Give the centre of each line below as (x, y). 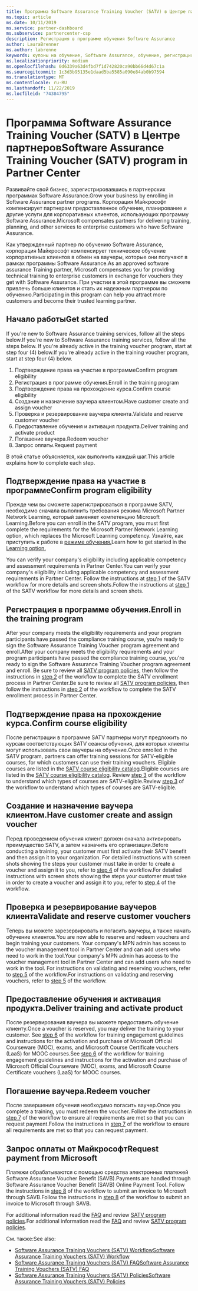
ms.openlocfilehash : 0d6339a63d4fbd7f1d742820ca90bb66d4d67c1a (85, 66)
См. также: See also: (31, 1239)
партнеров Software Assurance (85, 148)
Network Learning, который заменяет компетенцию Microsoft (83, 517)
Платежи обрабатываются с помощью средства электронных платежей (97, 1172)
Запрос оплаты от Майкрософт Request (82, 1149)
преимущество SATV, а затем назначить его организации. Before (88, 845)
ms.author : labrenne (32, 50)
